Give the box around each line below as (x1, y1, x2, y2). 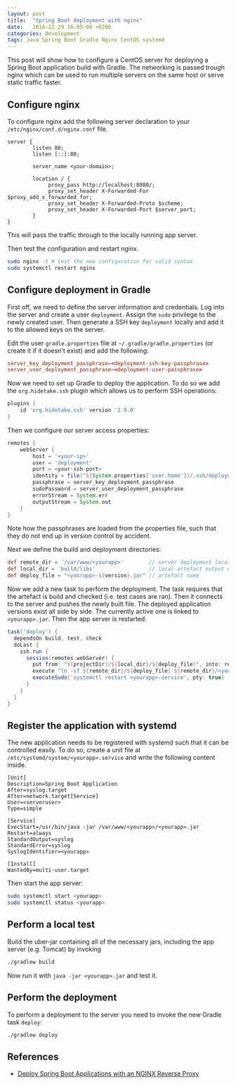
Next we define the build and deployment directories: (7, 545, 162, 554)
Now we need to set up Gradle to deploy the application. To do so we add (7, 379, 220, 388)
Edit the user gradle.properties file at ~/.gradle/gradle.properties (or (7, 338, 214, 347)
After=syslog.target (7, 787, 68, 794)
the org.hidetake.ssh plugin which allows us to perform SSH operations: (7, 386, 217, 395)
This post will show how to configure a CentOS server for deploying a (7, 56, 209, 64)
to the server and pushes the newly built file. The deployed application (7, 599, 211, 608)
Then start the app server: (7, 879, 83, 887)
